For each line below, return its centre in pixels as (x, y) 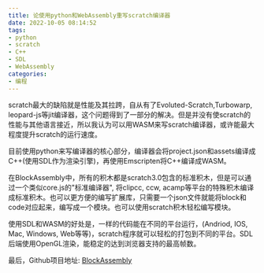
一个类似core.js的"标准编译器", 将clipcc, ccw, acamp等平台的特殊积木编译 (134, 187)
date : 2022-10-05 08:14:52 (52, 23)
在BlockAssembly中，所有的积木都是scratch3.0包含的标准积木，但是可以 (126, 177)
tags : (17, 30)
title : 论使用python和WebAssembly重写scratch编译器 (89, 15)
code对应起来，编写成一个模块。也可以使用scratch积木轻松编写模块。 (122, 207)
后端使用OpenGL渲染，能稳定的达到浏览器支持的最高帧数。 (104, 243)
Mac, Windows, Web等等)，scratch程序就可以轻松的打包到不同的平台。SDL (131, 234)
